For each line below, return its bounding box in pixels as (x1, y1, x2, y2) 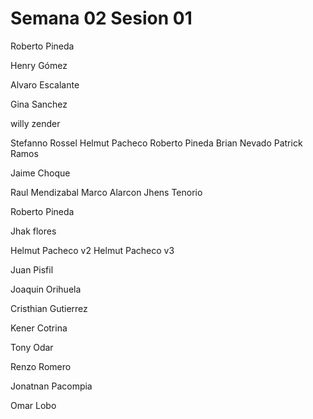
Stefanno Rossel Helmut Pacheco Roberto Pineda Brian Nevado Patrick (10, 137, 303, 149)
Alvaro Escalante (10, 78, 80, 91)
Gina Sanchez (10, 98, 68, 110)
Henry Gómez (10, 59, 68, 71)
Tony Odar (10, 341, 54, 353)
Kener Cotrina (10, 322, 68, 334)
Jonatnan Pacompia (10, 380, 93, 392)
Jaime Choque (10, 167, 71, 179)
